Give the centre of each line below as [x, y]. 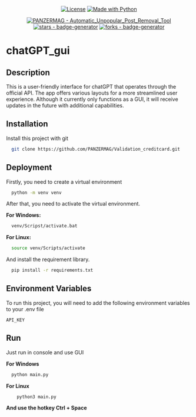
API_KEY [16, 320]
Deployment [29, 167]
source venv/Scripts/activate [48, 248]
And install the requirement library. [48, 259]
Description [28, 72]
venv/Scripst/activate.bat [44, 226]
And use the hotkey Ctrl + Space [46, 408]
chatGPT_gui [38, 51]
